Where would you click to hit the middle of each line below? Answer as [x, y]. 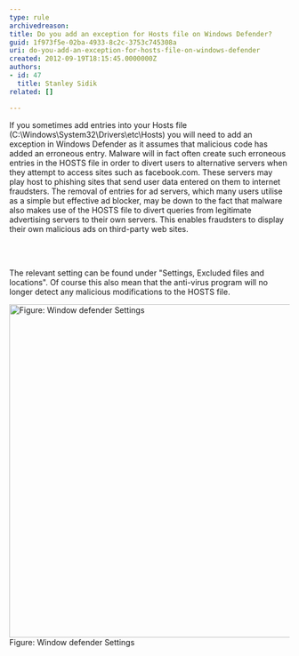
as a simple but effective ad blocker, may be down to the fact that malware [146, 200]
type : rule [29, 17]
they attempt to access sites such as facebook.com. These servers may [141, 172]
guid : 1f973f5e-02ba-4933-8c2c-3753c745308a [93, 42]
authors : [25, 68]
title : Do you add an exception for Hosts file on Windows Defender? [141, 34]
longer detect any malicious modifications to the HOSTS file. [120, 292]
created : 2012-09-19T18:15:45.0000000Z [83, 59]
